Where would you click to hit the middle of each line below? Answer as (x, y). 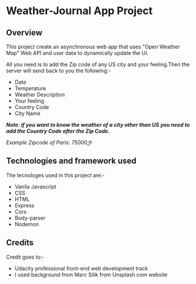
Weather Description (39, 95)
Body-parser (30, 218)
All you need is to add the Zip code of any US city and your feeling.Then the (98, 64)
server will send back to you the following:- (59, 71)
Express (24, 205)
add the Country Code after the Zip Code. (58, 131)
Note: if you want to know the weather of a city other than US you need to (98, 125)
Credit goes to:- (25, 257)
